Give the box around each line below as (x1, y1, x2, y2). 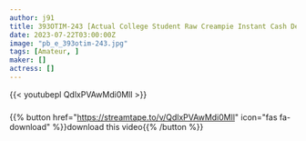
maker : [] (9, 55, 47, 65)
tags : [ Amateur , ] (9, 47, 79, 56)
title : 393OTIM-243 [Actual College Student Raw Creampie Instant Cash (9, 22, 287, 31)
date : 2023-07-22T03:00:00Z (9, 30, 117, 39)
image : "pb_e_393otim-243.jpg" (9, 38, 128, 48)
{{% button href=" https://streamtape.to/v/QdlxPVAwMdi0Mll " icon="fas (9, 111, 278, 123)
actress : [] (9, 65, 55, 74)
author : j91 (9, 13, 55, 23)
